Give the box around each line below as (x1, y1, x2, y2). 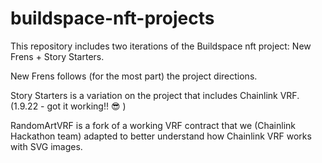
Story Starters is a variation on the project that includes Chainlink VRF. (10, 89, 300, 101)
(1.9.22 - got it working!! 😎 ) (10, 100, 127, 112)
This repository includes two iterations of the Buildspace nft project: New (10, 40, 312, 52)
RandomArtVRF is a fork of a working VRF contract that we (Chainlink (10, 119, 297, 131)
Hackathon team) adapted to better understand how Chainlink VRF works (10, 130, 312, 142)
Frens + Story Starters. (10, 50, 105, 62)
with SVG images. (10, 140, 83, 152)
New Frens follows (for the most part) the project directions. (10, 70, 258, 82)
